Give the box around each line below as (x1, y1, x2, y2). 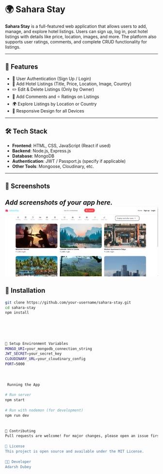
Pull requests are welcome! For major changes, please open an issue (5, 434, 149, 438)
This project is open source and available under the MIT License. (5, 449, 145, 454)
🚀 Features (5, 63, 38, 71)
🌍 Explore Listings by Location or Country (12, 101, 97, 107)
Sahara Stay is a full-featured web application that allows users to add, (5, 23, 147, 29)
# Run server (5, 393, 32, 398)
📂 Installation (5, 286, 46, 295)
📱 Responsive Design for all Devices (12, 108, 84, 114)
